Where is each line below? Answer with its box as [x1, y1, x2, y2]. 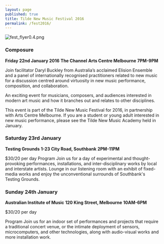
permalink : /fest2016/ [5, 21, 51, 26]
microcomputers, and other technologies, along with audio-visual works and [5, 229, 159, 235]
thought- [132, 155, 150, 161]
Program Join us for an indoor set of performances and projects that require [5, 219, 159, 224]
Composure [5, 47, 34, 53]
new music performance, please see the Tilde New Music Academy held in [5, 117, 156, 123]
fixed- [143, 166, 156, 171]
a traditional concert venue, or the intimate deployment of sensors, [5, 224, 140, 230]
